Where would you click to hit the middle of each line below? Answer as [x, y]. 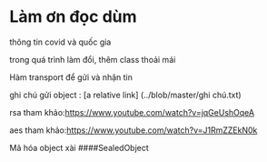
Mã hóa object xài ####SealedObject [79, 147]
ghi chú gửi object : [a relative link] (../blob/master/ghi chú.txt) [126, 95]
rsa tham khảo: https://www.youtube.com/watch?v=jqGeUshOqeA [132, 112]
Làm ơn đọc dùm [74, 17]
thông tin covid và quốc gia [60, 42]
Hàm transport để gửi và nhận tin [71, 77]
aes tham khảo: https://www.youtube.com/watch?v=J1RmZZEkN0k [133, 130]
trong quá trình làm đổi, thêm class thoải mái [93, 59]
